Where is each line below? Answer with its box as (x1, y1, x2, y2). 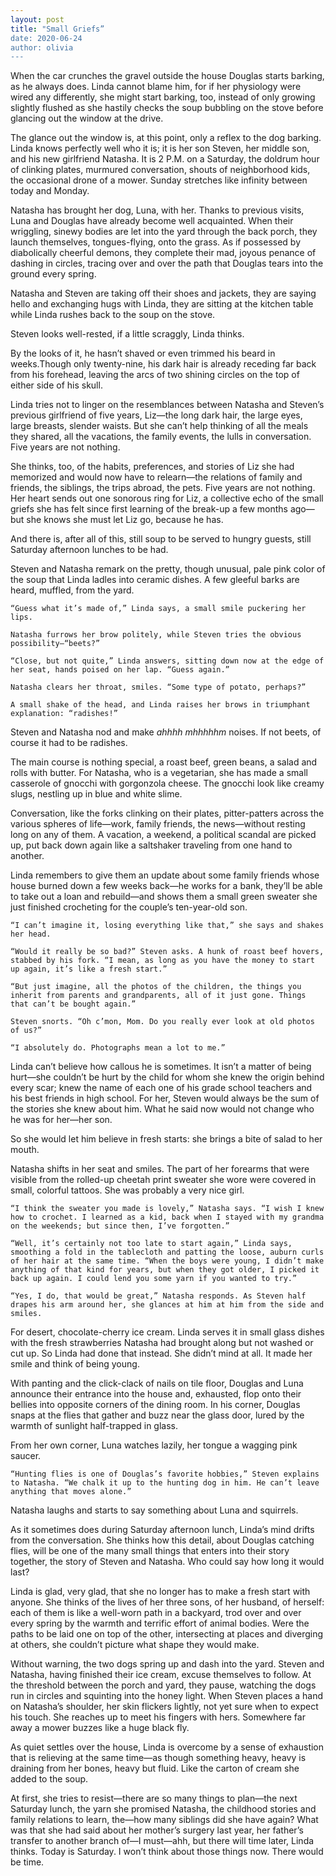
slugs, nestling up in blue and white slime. (10, 788, 183, 800)
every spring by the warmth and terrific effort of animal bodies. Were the (10, 1617, 310, 1630)
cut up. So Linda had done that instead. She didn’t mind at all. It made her (10, 1347, 313, 1360)
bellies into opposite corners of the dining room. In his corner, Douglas (10, 1399, 301, 1411)
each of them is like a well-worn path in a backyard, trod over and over (10, 1607, 302, 1619)
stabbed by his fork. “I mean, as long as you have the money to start (10, 956, 315, 966)
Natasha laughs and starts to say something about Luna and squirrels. (10, 1504, 299, 1516)
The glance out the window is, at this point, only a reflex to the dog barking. (10, 132, 322, 144)
